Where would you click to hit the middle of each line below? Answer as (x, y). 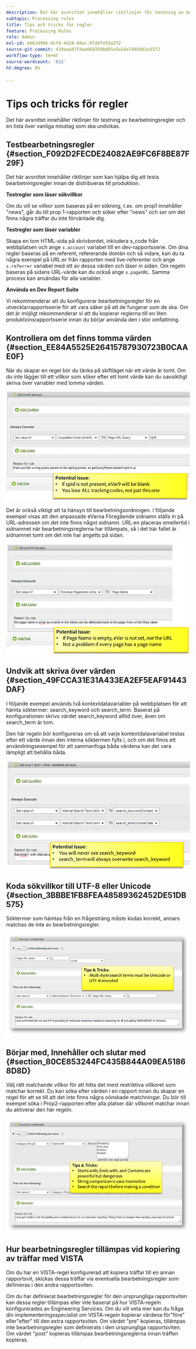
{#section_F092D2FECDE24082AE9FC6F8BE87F (98, 154)
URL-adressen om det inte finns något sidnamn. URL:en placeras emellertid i (98, 522)
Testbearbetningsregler (50, 144)
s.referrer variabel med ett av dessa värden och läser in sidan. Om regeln (96, 266)
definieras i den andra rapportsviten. (50, 1285)
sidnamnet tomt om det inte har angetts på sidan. (65, 535)
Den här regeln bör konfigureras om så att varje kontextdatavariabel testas (95, 733)
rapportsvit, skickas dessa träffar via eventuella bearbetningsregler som (92, 1279)
